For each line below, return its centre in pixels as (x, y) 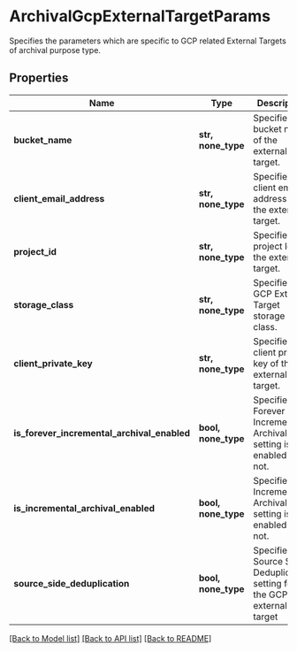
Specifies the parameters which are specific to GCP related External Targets (148, 41)
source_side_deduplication (72, 583)
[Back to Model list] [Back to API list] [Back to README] (110, 638)
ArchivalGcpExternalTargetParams (140, 16)
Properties (39, 78)
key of (266, 363)
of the (266, 140)
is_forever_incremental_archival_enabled (102, 433)
